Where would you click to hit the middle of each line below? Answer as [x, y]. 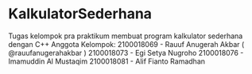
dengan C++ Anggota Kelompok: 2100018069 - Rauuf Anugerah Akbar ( [126, 44]
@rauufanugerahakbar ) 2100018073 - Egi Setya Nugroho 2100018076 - [126, 53]
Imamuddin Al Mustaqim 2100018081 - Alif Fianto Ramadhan [107, 61]
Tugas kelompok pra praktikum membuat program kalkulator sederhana [126, 36]
